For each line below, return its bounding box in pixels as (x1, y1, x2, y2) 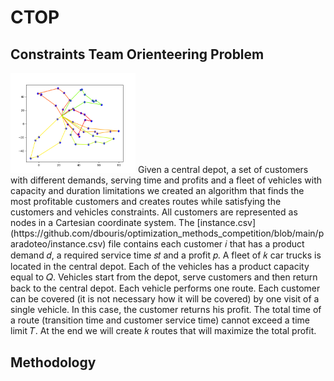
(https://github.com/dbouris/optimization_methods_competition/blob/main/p (10, 227, 325, 239)
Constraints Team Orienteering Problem (10, 46, 265, 63)
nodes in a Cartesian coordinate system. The (10, 217, 195, 228)
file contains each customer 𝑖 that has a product (108, 238, 305, 250)
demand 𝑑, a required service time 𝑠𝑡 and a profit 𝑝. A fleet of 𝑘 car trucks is (10, 249, 322, 261)
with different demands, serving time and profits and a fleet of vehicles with (10, 174, 323, 186)
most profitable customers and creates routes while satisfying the (10, 196, 282, 207)
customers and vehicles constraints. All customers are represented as (10, 206, 298, 218)
